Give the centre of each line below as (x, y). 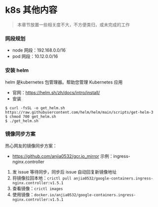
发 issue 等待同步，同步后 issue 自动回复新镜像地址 (64, 172)
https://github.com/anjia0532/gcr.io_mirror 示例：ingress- (71, 156)
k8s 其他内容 (31, 10)
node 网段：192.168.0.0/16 (39, 50)
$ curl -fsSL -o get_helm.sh (35, 108)
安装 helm (17, 70)
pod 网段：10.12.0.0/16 (35, 57)
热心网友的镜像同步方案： (31, 146)
